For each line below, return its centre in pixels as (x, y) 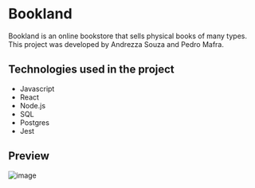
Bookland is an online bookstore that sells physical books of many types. (127, 36)
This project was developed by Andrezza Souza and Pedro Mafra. (116, 44)
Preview (29, 156)
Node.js (33, 105)
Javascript (37, 88)
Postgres (35, 122)
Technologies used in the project (92, 70)
